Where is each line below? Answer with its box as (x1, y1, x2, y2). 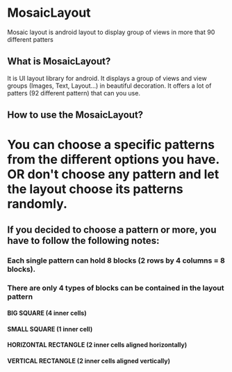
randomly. (7, 196, 68, 212)
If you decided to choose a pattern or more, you (7, 224, 217, 235)
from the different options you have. (7, 152, 220, 168)
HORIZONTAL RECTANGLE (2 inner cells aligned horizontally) (7, 341, 188, 349)
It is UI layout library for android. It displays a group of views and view (7, 74, 207, 82)
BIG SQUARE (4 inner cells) (7, 309, 87, 318)
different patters (7, 35, 53, 43)
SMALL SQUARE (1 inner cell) (7, 325, 93, 333)
